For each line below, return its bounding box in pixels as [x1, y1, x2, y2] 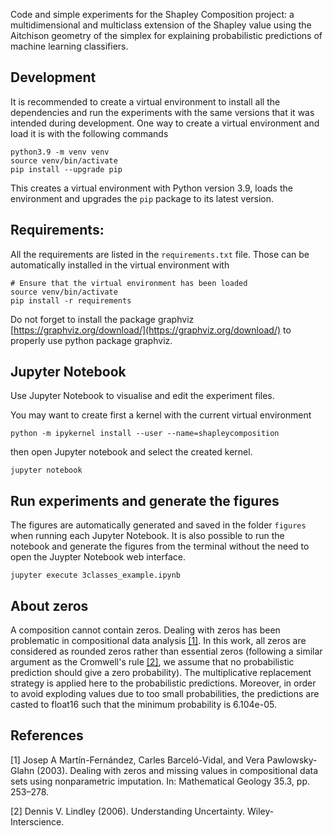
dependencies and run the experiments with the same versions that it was [10, 106, 315, 118]
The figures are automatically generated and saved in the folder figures [10, 519, 307, 531]
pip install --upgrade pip [10, 164, 123, 174]
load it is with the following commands [10, 127, 169, 139]
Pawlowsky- [266, 754, 318, 766]
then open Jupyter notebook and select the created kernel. [10, 446, 253, 458]
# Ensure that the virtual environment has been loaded [10, 278, 248, 288]
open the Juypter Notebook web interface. [10, 551, 186, 563]
